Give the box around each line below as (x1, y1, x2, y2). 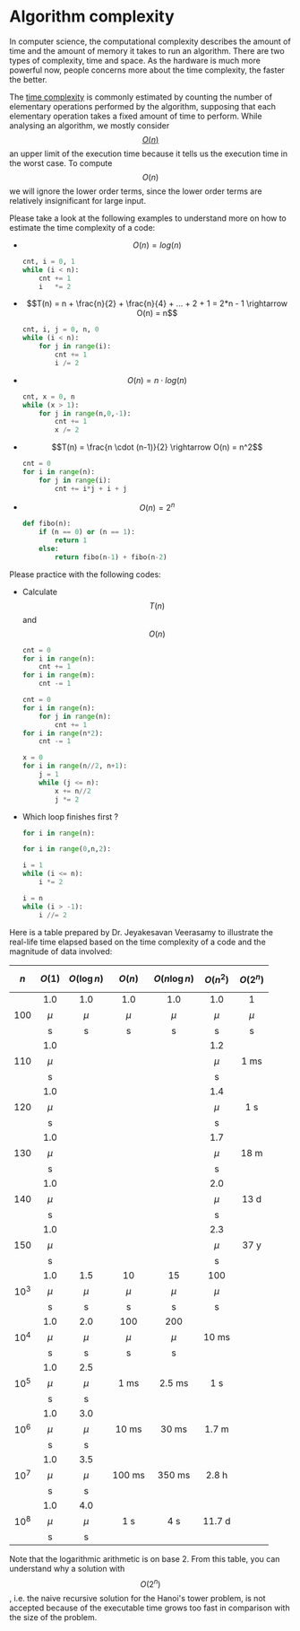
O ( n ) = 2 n (139, 500, 176, 513)
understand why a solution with (9, 1563, 125, 1574)
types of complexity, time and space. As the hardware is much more (9, 55, 261, 66)
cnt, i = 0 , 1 (21, 257, 75, 266)
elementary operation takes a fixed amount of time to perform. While (9, 110, 262, 121)
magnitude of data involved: (9, 945, 113, 957)
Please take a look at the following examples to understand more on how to (9, 213, 287, 224)
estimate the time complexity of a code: (9, 222, 156, 232)
